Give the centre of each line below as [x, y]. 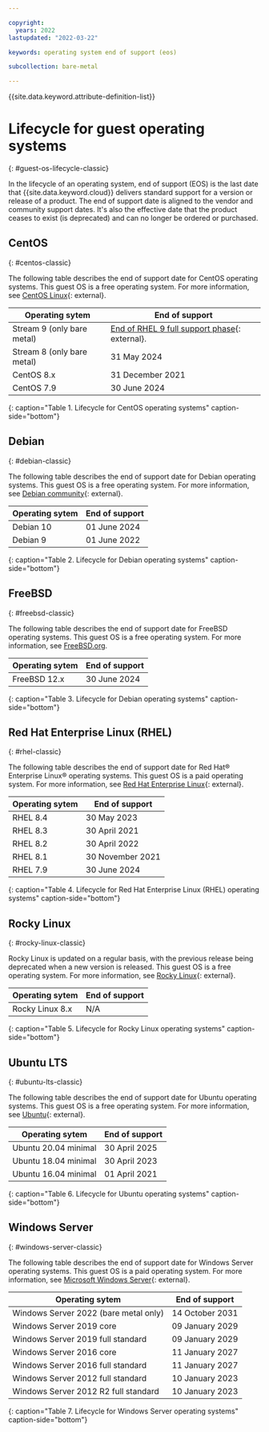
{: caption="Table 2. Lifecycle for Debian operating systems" [108, 560]
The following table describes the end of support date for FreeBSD [118, 628]
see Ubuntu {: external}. [47, 1114]
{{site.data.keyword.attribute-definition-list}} [82, 96]
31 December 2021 [148, 374]
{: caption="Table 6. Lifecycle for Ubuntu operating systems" [109, 1193]
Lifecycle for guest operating [107, 129]
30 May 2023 [111, 818]
